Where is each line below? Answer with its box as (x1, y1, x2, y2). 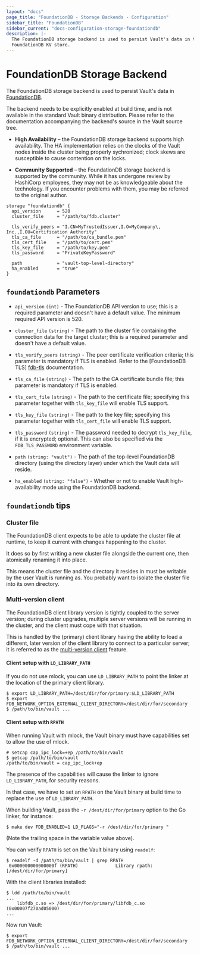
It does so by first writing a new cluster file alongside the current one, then (6, 550, 189, 557)
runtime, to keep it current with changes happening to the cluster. (6, 538, 167, 545)
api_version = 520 (11, 208, 70, 214)
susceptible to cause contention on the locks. (14, 154, 127, 161)
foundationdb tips (6, 501, 71, 511)
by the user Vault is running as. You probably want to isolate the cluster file (6, 574, 190, 581)
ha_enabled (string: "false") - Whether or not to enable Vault (14, 477, 169, 484)
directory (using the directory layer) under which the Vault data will (14, 459, 179, 466)
